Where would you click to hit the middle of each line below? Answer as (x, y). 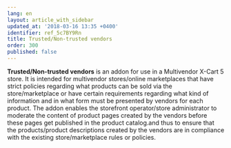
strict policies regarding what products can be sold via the (90, 86)
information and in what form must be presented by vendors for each (105, 101)
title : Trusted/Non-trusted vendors (60, 39)
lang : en (20, 13)
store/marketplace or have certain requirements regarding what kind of (108, 93)
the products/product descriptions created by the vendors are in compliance (116, 130)
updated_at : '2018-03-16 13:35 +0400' (63, 26)
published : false (32, 52)
